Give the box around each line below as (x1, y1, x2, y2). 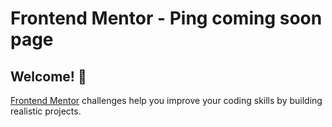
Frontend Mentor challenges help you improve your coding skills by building (10, 95, 323, 106)
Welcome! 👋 (10, 68, 87, 85)
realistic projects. (10, 105, 82, 117)
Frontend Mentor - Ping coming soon (10, 7, 323, 30)
